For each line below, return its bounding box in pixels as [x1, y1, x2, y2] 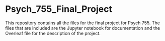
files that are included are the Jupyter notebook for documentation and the [5, 25, 160, 31]
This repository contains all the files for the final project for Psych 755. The [5, 20, 160, 26]
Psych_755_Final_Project [5, 3, 112, 15]
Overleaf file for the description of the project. [5, 30, 101, 36]
